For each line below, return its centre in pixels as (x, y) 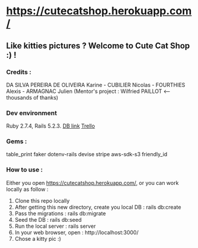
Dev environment (32, 113)
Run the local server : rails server (55, 226)
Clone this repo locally (42, 200)
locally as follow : (27, 189)
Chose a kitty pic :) (38, 238)
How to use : (24, 170)
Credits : (19, 72)
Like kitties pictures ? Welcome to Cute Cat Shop (98, 46)
